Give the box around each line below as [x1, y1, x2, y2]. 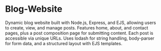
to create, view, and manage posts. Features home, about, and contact [5, 25, 149, 30]
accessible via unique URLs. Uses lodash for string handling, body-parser [5, 35, 155, 41]
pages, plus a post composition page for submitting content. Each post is [5, 30, 154, 36]
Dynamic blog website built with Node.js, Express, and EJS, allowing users [5, 20, 156, 25]
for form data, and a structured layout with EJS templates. [5, 40, 123, 46]
